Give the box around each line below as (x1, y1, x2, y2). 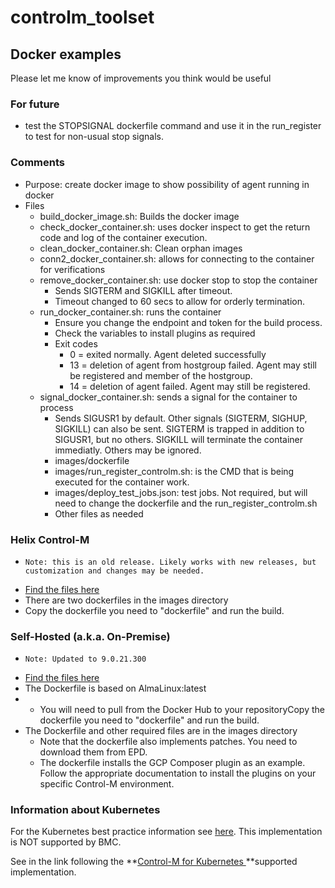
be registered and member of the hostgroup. (69, 369, 253, 381)
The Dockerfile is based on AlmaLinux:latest (24, 682, 207, 695)
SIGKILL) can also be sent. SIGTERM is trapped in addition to (54, 422, 305, 435)
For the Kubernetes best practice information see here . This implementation (10, 826, 323, 838)
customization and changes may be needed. (24, 566, 205, 576)
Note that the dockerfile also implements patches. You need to (39, 736, 298, 748)
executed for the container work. (54, 476, 190, 488)
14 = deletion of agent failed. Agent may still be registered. (69, 380, 311, 392)
